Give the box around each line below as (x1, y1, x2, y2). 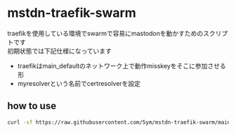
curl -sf (7, 118, 33, 126)
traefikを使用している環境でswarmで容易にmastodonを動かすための (7, 29, 204, 37)
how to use (7, 100, 57, 112)
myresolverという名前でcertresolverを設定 (17, 79, 140, 87)
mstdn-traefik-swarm (7, 5, 137, 21)
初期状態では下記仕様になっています (7, 46, 112, 55)
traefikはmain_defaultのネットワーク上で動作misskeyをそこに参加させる (17, 61, 226, 70)
